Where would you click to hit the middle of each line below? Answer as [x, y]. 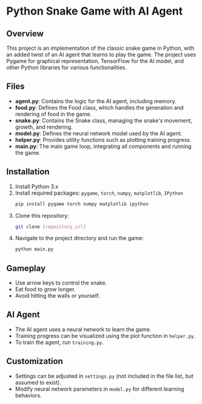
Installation [28, 172]
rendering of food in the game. [53, 114]
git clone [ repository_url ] [50, 227]
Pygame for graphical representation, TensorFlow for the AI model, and [95, 61]
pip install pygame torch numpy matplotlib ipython [82, 204]
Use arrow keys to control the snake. [61, 283]
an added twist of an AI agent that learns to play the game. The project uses [101, 55]
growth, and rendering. [44, 127]
